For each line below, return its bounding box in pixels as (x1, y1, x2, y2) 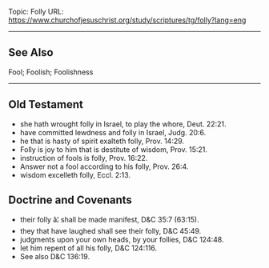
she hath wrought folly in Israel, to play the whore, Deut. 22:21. (19, 119, 227, 129)
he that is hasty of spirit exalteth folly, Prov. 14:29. (19, 136, 185, 146)
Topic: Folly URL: (8, 7, 64, 16)
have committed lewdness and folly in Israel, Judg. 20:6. (19, 127, 207, 137)
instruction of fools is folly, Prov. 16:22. (19, 153, 148, 162)
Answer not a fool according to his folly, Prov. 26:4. (19, 162, 189, 171)
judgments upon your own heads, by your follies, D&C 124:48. (19, 235, 224, 245)
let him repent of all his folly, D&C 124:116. (19, 243, 158, 253)
